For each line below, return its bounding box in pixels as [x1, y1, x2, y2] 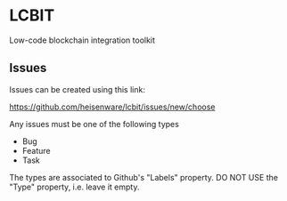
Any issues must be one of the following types [9, 118, 180, 129]
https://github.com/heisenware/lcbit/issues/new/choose [9, 101, 216, 112]
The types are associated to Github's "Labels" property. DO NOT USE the [9, 172, 279, 182]
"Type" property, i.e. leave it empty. [9, 181, 140, 192]
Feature [21, 145, 51, 156]
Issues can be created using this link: [9, 84, 145, 94]
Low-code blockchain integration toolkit [9, 35, 156, 45]
